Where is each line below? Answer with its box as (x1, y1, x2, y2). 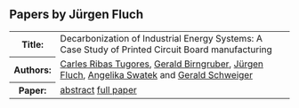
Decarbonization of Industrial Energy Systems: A (60, 32, 263, 44)
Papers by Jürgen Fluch (9, 7, 144, 22)
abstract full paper (60, 84, 138, 96)
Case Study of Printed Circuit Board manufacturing (60, 43, 273, 56)
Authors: (13, 64, 52, 76)
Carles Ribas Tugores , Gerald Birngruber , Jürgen (60, 58, 264, 70)
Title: (21, 38, 44, 50)
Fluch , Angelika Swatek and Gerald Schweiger (60, 68, 254, 81)
